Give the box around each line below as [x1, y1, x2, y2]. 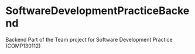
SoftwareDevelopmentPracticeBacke [5, 4, 190, 18]
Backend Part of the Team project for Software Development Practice [5, 36, 173, 43]
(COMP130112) [5, 42, 41, 49]
